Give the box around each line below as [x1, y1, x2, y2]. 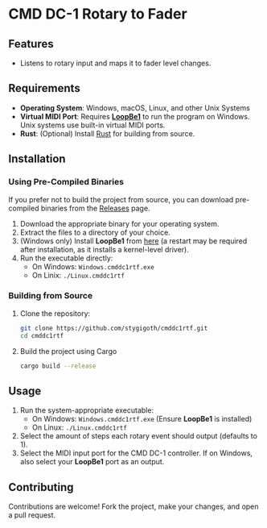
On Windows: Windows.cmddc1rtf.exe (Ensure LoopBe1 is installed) [31, 414, 253, 424]
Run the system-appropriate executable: [19, 405, 154, 415]
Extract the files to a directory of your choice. [19, 227, 170, 237]
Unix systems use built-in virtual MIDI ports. [19, 120, 166, 130]
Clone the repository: [19, 308, 91, 318]
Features [8, 37, 54, 51]
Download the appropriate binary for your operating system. [19, 218, 220, 228]
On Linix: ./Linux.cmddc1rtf [31, 270, 125, 280]
